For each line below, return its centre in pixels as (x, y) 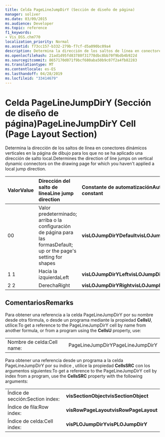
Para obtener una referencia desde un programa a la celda (64, 360)
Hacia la (48, 271)
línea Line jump (56, 193)
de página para (56, 232)
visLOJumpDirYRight (107, 285)
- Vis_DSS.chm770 (23, 37)
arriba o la (50, 220)
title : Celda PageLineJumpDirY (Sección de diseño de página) (70, 10)
